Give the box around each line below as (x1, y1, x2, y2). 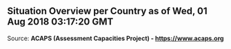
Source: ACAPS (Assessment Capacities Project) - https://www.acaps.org (7, 34, 224, 42)
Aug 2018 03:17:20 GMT (7, 16, 114, 28)
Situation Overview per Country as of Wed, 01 (7, 5, 208, 17)
